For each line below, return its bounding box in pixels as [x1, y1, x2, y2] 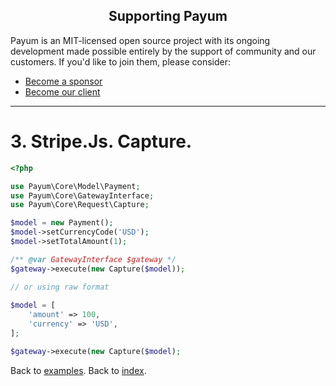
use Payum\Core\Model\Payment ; [10, 181, 141, 191]
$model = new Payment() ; [10, 218, 114, 228]
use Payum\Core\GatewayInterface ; [10, 190, 155, 201]
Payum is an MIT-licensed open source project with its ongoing [10, 34, 271, 46]
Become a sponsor [24, 75, 103, 87]
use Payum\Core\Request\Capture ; [10, 200, 150, 210]
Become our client [24, 85, 101, 98]
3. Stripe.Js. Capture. [10, 130, 193, 153]
